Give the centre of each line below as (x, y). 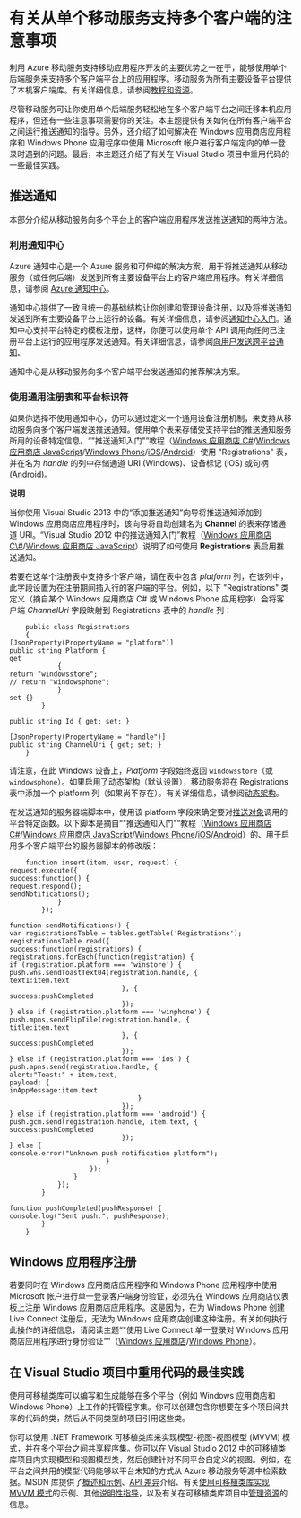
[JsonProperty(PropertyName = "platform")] (92, 643)
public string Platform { (57, 651)
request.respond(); (46, 886)
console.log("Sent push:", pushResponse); (90, 1216)
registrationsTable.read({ (60, 942)
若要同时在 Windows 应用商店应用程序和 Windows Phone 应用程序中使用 (143, 1285)
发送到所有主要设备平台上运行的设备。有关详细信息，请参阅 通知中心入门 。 (146, 319)
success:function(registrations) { (76, 949)
